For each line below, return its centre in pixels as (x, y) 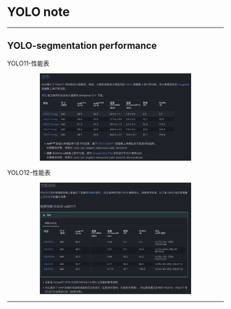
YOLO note (38, 12)
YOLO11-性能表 (28, 63)
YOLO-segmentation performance (82, 46)
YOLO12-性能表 (29, 173)
